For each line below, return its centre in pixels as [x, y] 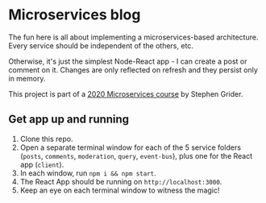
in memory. [27, 78]
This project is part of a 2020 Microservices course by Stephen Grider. [126, 93]
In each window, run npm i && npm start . [88, 173]
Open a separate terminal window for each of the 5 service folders [131, 147]
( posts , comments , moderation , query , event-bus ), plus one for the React [136, 155]
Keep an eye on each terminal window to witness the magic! [120, 190]
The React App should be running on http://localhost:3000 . [121, 181]
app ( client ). [42, 164]
